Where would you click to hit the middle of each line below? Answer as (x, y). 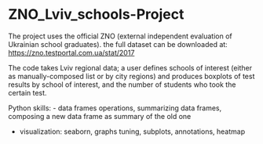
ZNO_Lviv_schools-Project (96, 14)
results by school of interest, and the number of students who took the (122, 85)
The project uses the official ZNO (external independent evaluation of (121, 36)
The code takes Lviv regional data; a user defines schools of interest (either (130, 67)
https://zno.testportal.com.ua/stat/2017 (71, 52)
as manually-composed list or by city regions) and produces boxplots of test (131, 76)
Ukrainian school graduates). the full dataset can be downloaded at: (118, 44)
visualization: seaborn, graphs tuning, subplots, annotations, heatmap (132, 131)
